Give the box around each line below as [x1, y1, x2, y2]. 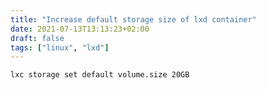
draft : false [10, 33, 65, 43]
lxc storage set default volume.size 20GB [10, 70, 190, 80]
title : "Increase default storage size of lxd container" [10, 14, 257, 25]
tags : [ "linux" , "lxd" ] [10, 42, 110, 53]
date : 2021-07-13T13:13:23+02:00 [10, 24, 150, 34]
